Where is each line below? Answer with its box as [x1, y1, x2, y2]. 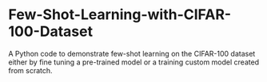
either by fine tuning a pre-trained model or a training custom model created [8, 57, 260, 67]
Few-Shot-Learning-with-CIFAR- [8, 6, 232, 24]
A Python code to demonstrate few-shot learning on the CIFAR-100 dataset [8, 49, 256, 58]
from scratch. [8, 65, 54, 75]
